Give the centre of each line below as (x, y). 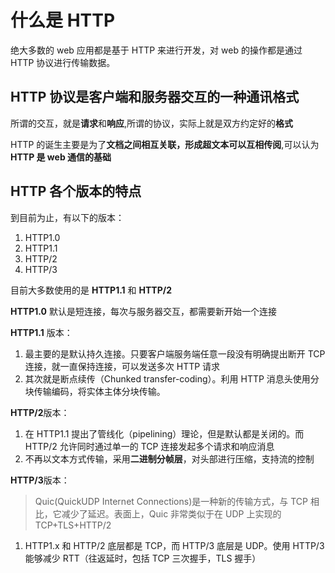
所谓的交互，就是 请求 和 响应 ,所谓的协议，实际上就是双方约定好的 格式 (152, 123)
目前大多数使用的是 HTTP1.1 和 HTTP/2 (91, 290)
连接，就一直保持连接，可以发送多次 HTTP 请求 (122, 366)
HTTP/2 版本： (40, 412)
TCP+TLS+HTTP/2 (73, 525)
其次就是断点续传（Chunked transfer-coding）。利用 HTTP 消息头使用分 (172, 378)
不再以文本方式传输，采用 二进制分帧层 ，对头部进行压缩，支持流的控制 (169, 458)
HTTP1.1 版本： (41, 332)
